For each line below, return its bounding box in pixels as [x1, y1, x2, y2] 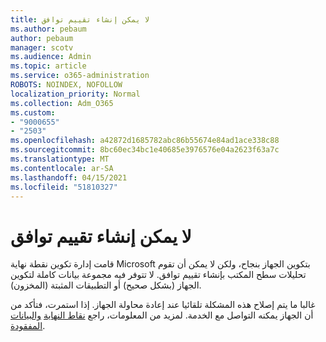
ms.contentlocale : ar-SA [10, 163, 114, 173]
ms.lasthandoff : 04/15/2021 [10, 172, 128, 183]
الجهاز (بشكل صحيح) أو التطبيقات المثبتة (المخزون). [10, 279, 202, 291]
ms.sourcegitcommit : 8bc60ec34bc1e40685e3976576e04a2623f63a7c [10, 145, 280, 155]
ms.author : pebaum [10, 24, 87, 34]
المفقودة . [10, 320, 46, 332]
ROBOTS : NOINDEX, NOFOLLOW [10, 80, 123, 90]
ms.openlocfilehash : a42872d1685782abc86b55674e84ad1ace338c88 [10, 136, 280, 146]
